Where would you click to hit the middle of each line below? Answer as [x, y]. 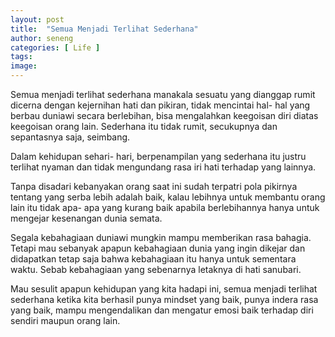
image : [24, 66]
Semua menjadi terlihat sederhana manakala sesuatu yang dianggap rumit [163, 94]
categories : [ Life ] [55, 47]
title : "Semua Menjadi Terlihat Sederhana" [104, 29]
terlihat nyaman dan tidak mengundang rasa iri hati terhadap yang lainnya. [163, 167]
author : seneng [42, 38]
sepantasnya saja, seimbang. [70, 137]
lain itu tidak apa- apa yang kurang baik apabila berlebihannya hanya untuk [165, 207]
